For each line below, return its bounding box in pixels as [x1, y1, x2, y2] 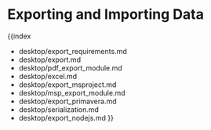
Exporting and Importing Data [7, 5, 205, 23]
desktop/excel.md [18, 71, 78, 81]
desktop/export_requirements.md [18, 46, 127, 56]
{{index [7, 31, 31, 41]
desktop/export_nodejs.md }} [18, 113, 115, 122]
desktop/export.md [18, 55, 82, 64]
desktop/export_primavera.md [18, 96, 117, 106]
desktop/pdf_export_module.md [18, 63, 122, 72]
